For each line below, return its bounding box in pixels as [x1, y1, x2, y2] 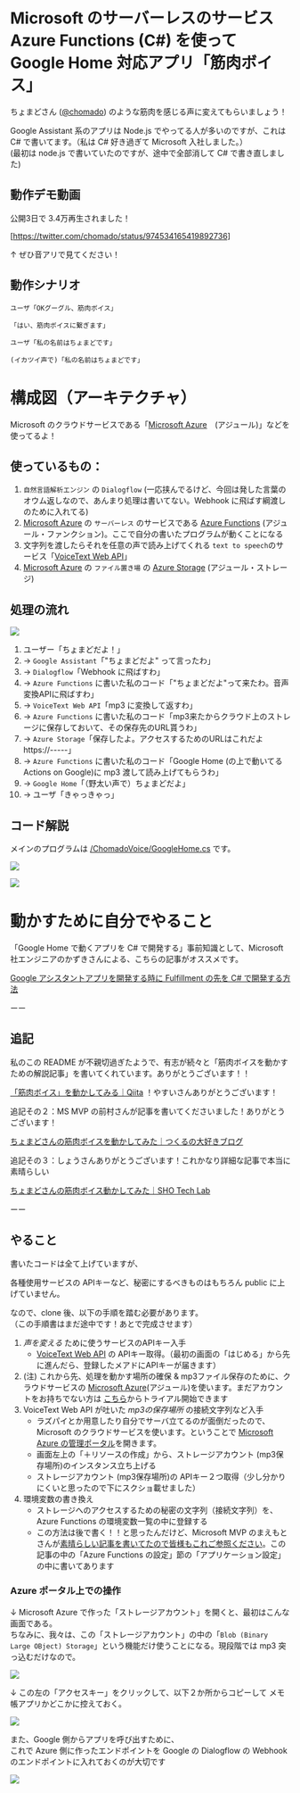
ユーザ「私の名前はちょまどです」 [10, 338, 117, 347]
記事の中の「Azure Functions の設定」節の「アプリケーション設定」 [36, 1549, 286, 1560]
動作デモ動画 [10, 187, 81, 203]
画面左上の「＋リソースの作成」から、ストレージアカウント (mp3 [36, 1449, 277, 1459]
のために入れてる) [22, 506, 89, 518]
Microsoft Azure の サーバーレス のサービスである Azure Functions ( [22, 518, 266, 528]
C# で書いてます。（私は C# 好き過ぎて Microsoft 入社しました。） [10, 136, 247, 147]
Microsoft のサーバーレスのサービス [10, 8, 274, 29]
